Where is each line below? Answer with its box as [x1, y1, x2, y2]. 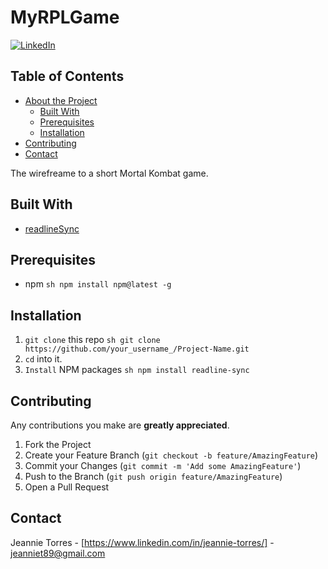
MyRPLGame [10, 6, 120, 29]
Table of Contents [10, 68, 125, 85]
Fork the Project [24, 439, 92, 450]
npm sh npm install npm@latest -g [24, 278, 172, 290]
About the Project [24, 94, 98, 106]
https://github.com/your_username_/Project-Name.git [24, 344, 250, 355]
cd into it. [24, 353, 63, 365]
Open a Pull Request [24, 481, 110, 493]
